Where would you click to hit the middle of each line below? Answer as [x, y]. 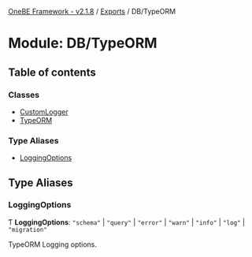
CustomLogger [44, 112]
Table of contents [52, 72]
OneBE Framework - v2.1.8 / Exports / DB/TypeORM [92, 11]
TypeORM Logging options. [52, 244]
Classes [24, 95]
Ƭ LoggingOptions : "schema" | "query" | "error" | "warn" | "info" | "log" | [127, 222]
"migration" [28, 229]
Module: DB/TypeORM [83, 43]
